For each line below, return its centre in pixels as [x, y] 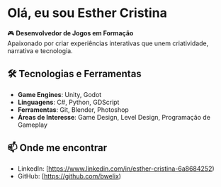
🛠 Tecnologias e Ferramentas [74, 74]
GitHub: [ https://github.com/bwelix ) [69, 176]
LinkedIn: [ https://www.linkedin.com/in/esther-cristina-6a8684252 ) [116, 169]
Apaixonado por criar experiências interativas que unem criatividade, [108, 43]
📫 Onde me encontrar [57, 148]
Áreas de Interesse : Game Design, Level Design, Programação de [114, 117]
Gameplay [33, 125]
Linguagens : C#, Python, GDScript [68, 102]
